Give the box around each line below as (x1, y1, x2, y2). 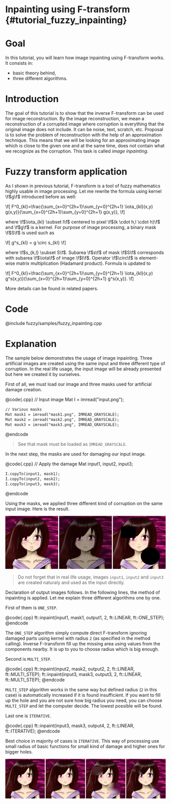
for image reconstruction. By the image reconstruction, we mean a (5, 116, 145, 122)
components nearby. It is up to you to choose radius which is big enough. (5, 646, 159, 652)
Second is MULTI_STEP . (5, 656, 52, 662)
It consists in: (5, 60, 33, 66)
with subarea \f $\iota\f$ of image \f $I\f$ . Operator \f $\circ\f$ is (5, 255, 138, 261)
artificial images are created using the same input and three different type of (5, 360, 165, 366)
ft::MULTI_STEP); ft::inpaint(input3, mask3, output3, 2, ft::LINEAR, (5, 671, 142, 677)
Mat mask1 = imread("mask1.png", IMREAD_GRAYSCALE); (5, 412, 120, 417)
